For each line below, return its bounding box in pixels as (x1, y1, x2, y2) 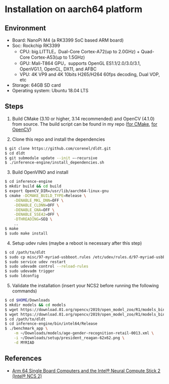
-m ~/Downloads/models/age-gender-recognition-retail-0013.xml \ (14, 331, 154, 336)
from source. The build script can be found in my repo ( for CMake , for (12, 121, 157, 127)
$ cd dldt (5, 150, 26, 156)
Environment (5, 24, 46, 32)
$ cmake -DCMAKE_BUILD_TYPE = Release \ (5, 193, 86, 198)
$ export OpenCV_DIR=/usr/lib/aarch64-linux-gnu (5, 188, 109, 194)
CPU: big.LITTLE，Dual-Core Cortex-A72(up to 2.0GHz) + (19, 49, 140, 54)
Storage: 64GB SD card (12, 82, 61, 88)
